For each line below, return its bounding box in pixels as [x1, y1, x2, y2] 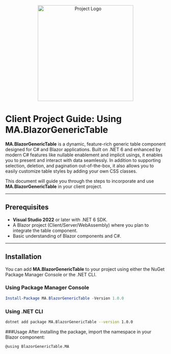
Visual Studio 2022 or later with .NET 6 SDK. [12, 217, 108, 223]
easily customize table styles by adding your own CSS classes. [5, 168, 137, 174]
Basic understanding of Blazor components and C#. [12, 232, 121, 239]
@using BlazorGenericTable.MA [5, 344, 70, 349]
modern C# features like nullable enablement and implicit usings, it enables [5, 152, 163, 158]
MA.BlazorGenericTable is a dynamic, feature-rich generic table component [5, 140, 166, 147]
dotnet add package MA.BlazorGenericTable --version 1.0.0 [5, 319, 133, 325]
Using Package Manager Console [5, 284, 90, 291]
